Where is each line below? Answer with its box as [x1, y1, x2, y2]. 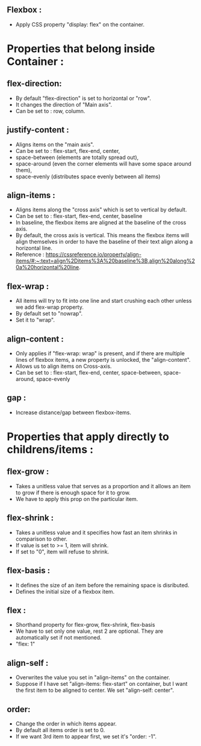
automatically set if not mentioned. [15, 634, 102, 641]
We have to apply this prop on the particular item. [15, 495, 138, 502]
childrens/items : [7, 443, 94, 456]
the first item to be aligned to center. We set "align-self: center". [15, 686, 175, 694]
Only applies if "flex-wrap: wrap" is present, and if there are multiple [15, 350, 185, 357]
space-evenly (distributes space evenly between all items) [15, 173, 161, 180]
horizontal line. [15, 244, 53, 252]
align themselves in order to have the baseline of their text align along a [15, 238, 193, 246]
